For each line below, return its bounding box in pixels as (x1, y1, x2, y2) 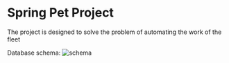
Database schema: (7, 48, 61, 57)
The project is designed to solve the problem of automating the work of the (7, 28, 222, 36)
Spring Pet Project (7, 5, 114, 21)
